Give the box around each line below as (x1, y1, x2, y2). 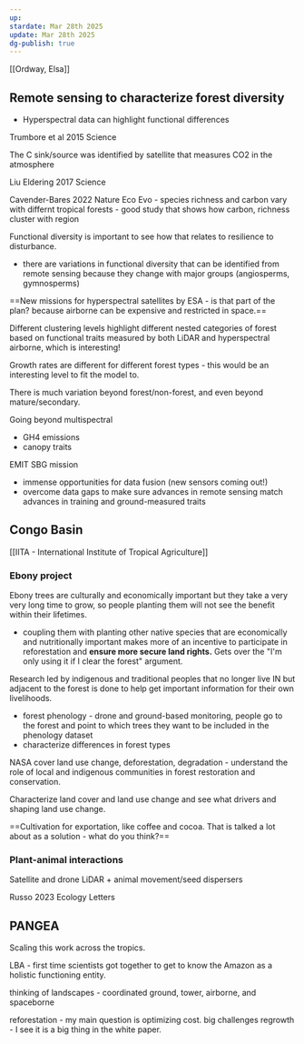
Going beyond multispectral (9, 415, 113, 426)
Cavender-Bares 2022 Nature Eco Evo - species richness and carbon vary (9, 195, 288, 206)
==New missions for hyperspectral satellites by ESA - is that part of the (9, 296, 276, 306)
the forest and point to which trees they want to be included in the (22, 720, 270, 731)
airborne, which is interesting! (9, 342, 121, 353)
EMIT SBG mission (9, 459, 79, 470)
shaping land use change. (9, 804, 106, 815)
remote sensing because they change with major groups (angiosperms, (22, 268, 290, 279)
